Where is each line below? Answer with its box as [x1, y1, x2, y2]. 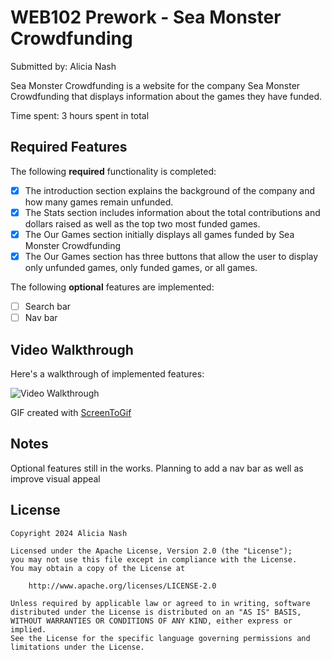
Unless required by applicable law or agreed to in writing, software [10, 598, 311, 608]
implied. [10, 624, 47, 635]
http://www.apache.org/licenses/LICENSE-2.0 [28, 581, 217, 591]
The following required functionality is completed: [10, 165, 217, 177]
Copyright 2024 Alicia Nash [10, 528, 128, 538]
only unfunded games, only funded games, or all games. [24, 262, 258, 273]
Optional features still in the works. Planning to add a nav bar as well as [10, 462, 304, 474]
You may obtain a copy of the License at [10, 563, 186, 573]
